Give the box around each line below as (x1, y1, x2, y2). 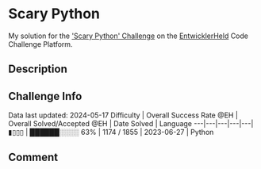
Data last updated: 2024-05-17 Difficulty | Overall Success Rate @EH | (8, 110, 238, 120)
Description (8, 63, 67, 76)
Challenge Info (8, 89, 83, 103)
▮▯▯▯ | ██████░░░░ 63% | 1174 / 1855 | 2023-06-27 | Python (8, 128, 214, 137)
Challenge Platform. (8, 39, 73, 48)
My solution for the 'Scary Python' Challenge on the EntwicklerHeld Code (8, 31, 248, 40)
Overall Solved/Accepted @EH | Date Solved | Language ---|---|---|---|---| (8, 119, 254, 129)
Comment (8, 150, 59, 163)
